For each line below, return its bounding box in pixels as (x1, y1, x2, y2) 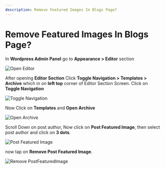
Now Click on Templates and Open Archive (5, 105, 96, 111)
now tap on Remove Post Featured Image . (5, 149, 93, 155)
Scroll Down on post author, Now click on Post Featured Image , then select (5, 124, 161, 130)
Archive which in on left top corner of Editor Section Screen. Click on (5, 80, 148, 86)
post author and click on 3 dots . (5, 129, 71, 135)
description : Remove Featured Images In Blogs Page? (5, 7, 117, 12)
